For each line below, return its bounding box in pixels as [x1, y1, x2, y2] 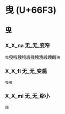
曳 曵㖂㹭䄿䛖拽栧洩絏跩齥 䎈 [5, 54, 60, 60]
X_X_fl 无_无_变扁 [5, 67, 47, 74]
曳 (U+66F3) [5, 4, 57, 16]
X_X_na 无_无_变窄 [5, 42, 50, 49]
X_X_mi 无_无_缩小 [5, 93, 50, 100]
